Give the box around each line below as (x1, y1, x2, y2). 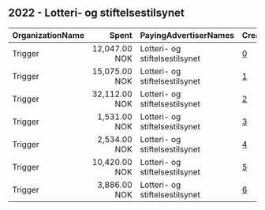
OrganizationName (12, 29, 85, 40)
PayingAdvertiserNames (140, 29, 235, 40)
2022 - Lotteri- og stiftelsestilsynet (8, 6, 185, 20)
